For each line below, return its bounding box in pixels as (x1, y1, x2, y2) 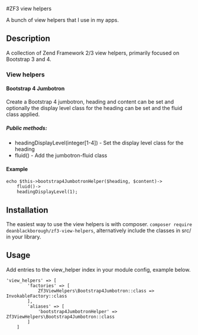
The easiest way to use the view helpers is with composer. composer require (6, 220, 193, 227)
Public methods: (6, 124, 47, 131)
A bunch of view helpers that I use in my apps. (6, 17, 119, 23)
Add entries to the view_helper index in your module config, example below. (6, 266, 191, 273)
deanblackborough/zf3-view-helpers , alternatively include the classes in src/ (6, 227, 191, 234)
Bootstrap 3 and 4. (6, 56, 51, 63)
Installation (6, 205, 48, 215)
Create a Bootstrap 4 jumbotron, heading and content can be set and (6, 98, 174, 105)
